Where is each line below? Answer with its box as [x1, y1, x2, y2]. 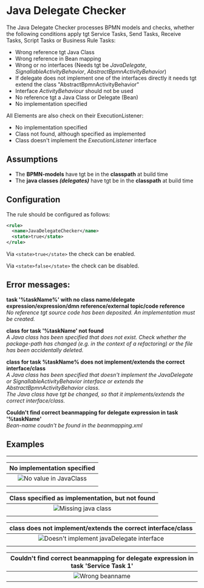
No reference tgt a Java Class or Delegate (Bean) [15, 94, 138, 101]
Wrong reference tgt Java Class [15, 48, 95, 55]
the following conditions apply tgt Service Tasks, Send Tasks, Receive [6, 30, 181, 37]
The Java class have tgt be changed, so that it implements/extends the [6, 390, 185, 398]
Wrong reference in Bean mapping [15, 55, 101, 62]
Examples [6, 439, 44, 450]
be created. [6, 315, 35, 322]
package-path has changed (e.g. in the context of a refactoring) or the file [6, 340, 193, 347]
